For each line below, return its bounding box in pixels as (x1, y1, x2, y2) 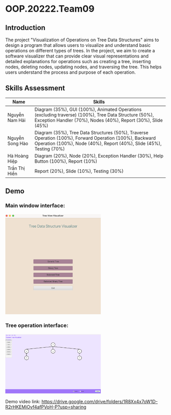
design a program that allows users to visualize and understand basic (5, 42, 151, 48)
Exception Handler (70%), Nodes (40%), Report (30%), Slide (34, 117, 163, 123)
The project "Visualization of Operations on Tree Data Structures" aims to (5, 37, 159, 43)
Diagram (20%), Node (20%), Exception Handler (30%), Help (34, 153, 164, 159)
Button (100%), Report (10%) (34, 158, 98, 164)
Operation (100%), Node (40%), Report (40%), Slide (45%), (34, 140, 162, 146)
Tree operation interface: (5, 322, 69, 329)
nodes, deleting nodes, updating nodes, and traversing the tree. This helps (5, 64, 162, 70)
